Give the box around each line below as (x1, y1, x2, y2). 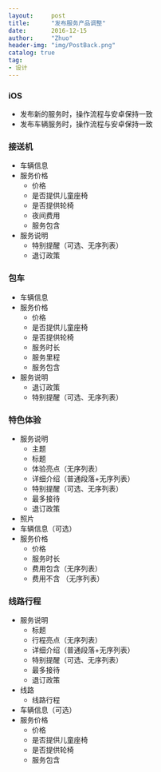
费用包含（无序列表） (31, 563, 102, 573)
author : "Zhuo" (8, 34, 73, 42)
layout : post (8, 11, 66, 20)
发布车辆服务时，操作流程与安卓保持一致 (19, 119, 153, 129)
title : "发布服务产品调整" (8, 19, 106, 27)
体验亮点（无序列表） (31, 464, 102, 473)
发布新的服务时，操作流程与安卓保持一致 (19, 109, 153, 119)
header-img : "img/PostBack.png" (8, 42, 116, 50)
